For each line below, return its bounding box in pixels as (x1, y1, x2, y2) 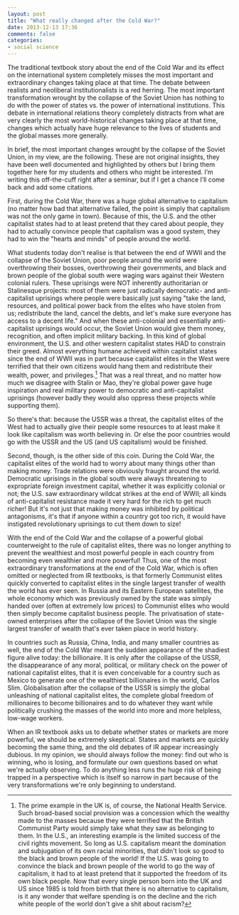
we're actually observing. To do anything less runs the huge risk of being (7, 765, 221, 774)
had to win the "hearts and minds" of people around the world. (7, 234, 191, 243)
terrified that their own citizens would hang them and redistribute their (7, 362, 213, 371)
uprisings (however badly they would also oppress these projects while (7, 393, 216, 402)
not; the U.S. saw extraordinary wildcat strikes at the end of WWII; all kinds (7, 489, 227, 497)
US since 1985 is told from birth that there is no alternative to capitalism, (17, 884, 229, 893)
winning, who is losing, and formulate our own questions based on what (7, 758, 218, 766)
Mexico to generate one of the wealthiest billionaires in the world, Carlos (7, 676, 220, 684)
